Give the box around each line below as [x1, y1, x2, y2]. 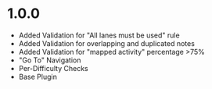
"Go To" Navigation [18, 55, 81, 65]
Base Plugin [18, 72, 58, 81]
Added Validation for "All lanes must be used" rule [18, 30, 181, 40]
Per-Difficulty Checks [18, 63, 88, 73]
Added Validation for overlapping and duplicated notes [18, 38, 195, 48]
